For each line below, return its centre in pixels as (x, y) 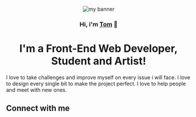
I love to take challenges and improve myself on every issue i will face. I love (98, 77)
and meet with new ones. (37, 90)
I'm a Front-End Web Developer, (99, 49)
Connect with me (38, 108)
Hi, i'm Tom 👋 (99, 24)
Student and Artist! (99, 61)
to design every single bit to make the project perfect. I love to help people (96, 83)
